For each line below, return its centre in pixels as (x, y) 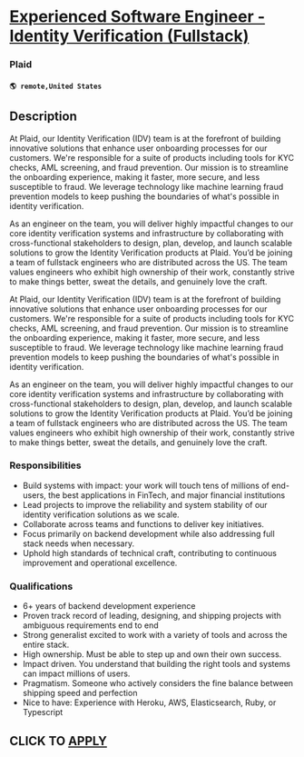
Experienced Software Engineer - (137, 17)
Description (43, 117)
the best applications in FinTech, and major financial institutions (167, 495)
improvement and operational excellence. (100, 563)
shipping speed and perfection (80, 693)
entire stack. (46, 645)
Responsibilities (45, 465)
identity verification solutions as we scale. (101, 514)
